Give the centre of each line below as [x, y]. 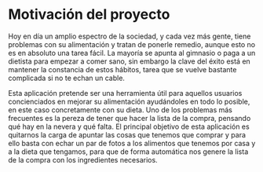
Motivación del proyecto [89, 15]
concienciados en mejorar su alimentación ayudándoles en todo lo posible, [129, 101]
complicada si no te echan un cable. [67, 78]
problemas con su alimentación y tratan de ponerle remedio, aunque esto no [132, 44]
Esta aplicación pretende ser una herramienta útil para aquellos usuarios [125, 93]
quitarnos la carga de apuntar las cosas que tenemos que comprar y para [127, 134]
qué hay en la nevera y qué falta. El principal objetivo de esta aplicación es [129, 126]
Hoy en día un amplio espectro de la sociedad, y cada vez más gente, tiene [130, 36]
